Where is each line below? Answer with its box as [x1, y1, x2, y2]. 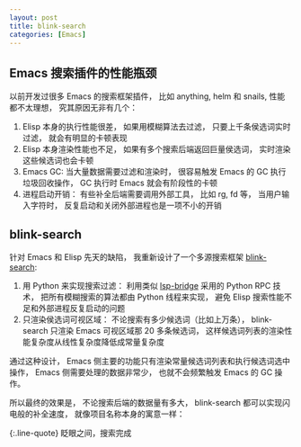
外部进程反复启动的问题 [38, 303, 126, 313]
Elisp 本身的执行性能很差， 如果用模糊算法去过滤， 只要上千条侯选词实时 [22, 121, 291, 132]
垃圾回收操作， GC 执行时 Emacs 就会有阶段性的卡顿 [22, 177, 218, 189]
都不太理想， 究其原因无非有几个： [9, 103, 137, 113]
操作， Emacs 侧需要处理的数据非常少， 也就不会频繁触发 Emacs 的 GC [9, 367, 273, 378]
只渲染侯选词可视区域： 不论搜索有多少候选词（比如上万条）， [22, 314, 250, 325]
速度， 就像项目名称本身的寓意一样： [48, 408, 185, 419]
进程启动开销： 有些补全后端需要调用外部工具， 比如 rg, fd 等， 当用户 [22, 189, 282, 200]
